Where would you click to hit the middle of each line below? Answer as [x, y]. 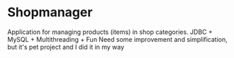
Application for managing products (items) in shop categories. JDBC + [110, 32]
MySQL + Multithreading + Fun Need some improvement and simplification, [118, 39]
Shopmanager [50, 12]
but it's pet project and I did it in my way [66, 47]
